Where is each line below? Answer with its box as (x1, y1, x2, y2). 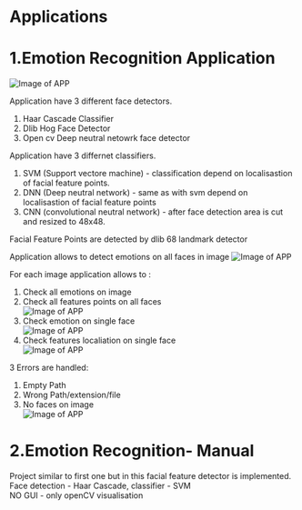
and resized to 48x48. (22, 216, 106, 227)
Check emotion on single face (22, 315, 136, 326)
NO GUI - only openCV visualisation (9, 490, 144, 501)
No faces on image (22, 399, 94, 410)
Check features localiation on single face (22, 335, 176, 346)
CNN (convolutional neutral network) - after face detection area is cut (22, 206, 284, 217)
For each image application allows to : (9, 269, 152, 280)
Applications (9, 6, 108, 27)
